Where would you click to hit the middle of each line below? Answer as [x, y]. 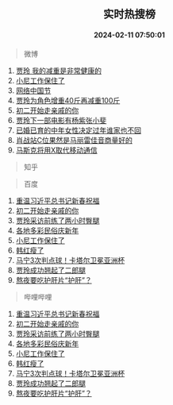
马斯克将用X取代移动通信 [56, 150]
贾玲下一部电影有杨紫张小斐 [61, 120]
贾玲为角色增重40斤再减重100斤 [68, 100]
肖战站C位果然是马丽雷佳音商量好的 [74, 140]
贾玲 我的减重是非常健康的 [58, 71]
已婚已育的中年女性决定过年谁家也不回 [78, 130]
